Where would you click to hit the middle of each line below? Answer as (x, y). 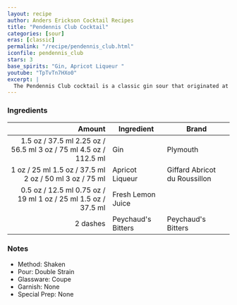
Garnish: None (38, 287)
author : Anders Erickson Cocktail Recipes (71, 20)
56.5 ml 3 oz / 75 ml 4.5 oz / (58, 149)
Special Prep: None (45, 294)
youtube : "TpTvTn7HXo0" (42, 73)
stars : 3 (20, 60)
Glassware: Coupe (44, 279)
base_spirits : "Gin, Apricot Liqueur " (66, 66)
